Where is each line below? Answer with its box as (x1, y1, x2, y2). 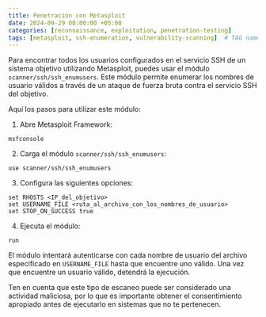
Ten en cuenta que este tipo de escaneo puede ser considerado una (8, 283, 231, 292)
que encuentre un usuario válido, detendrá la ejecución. (8, 267, 191, 277)
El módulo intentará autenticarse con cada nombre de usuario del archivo (8, 250, 248, 260)
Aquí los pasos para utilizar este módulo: (8, 105, 141, 114)
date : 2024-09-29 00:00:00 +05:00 (8, 19, 123, 27)
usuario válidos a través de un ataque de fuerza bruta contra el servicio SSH (8, 81, 257, 90)
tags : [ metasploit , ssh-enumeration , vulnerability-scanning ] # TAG (8, 33, 243, 42)
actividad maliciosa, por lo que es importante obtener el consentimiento (8, 291, 242, 301)
